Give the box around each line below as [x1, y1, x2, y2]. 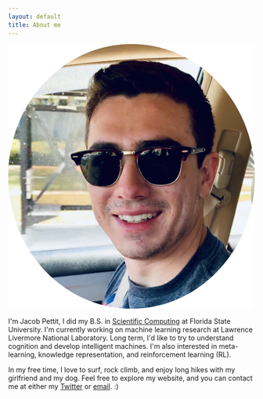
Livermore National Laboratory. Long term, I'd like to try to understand [8, 333, 234, 343]
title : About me [8, 20, 61, 29]
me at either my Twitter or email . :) [8, 381, 119, 391]
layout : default [8, 13, 61, 20]
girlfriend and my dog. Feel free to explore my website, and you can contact [8, 373, 253, 383]
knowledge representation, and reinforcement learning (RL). [38, 350, 232, 359]
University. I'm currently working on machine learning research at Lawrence [8, 325, 253, 334]
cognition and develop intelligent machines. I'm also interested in [8, 341, 218, 350]
